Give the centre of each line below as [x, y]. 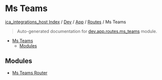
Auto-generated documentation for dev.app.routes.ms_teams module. [87, 31]
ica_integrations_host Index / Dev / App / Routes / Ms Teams [66, 22]
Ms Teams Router [30, 73]
